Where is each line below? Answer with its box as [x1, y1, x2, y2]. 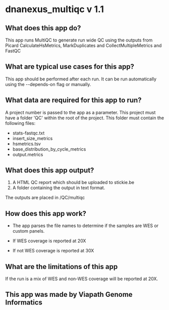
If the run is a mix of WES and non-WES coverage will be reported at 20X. [5, 276, 158, 282]
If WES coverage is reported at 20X [12, 238, 86, 244]
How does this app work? [5, 209, 87, 218]
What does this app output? [5, 166, 94, 175]
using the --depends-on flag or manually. [5, 81, 91, 87]
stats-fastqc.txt [12, 130, 45, 136]
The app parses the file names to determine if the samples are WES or [12, 223, 159, 229]
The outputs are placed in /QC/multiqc [5, 195, 85, 201]
